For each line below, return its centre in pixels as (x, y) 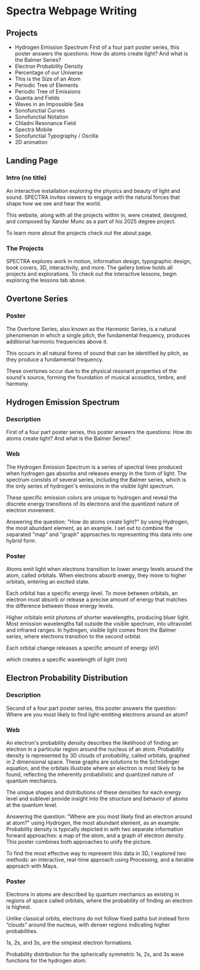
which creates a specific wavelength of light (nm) (67, 659)
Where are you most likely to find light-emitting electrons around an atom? (97, 714)
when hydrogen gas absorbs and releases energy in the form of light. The (97, 473)
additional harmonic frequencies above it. (57, 341)
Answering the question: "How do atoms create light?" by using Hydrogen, (98, 522)
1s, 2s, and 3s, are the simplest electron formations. (69, 943)
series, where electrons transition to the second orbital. (74, 636)
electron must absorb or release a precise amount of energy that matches (97, 599)
